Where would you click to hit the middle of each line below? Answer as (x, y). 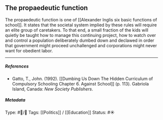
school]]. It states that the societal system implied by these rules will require (81, 25)
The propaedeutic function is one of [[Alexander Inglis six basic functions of (81, 19)
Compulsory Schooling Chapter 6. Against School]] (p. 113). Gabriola (80, 84)
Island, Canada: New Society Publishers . (52, 89)
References (17, 66)
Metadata (15, 100)
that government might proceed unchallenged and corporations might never (81, 45)
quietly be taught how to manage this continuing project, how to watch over (81, 35)
